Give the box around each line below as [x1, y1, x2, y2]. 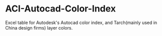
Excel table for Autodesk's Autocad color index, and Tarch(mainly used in [5, 19, 157, 25]
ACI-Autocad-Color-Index [5, 3, 116, 14]
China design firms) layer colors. [5, 24, 73, 30]
